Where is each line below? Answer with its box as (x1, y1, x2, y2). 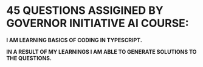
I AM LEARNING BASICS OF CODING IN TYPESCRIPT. (6, 36, 143, 43)
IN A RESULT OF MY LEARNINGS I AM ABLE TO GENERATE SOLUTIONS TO (6, 48, 197, 55)
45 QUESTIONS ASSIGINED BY (6, 4, 163, 18)
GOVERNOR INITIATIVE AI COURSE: (6, 16, 190, 30)
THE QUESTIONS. (6, 54, 52, 62)
